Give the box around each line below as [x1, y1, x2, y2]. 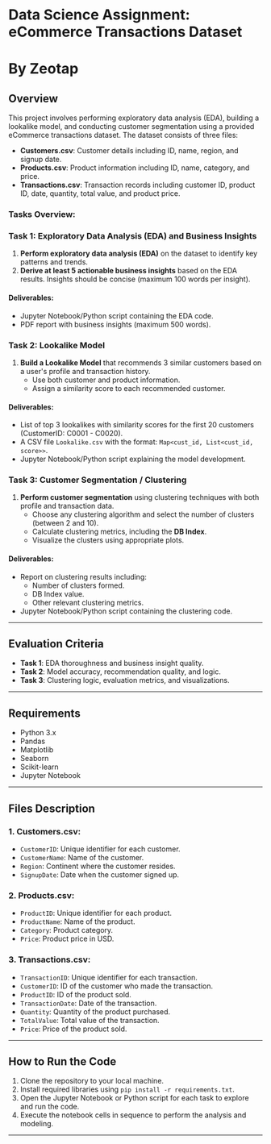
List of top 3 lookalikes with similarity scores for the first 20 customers [19, 420, 254, 430]
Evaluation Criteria [8, 637, 104, 651]
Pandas [19, 736, 46, 747]
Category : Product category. [19, 926, 114, 935]
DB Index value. [31, 589, 85, 598]
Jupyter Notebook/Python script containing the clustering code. [19, 606, 233, 616]
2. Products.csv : [8, 889, 75, 901]
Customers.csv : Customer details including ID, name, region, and [19, 146, 240, 156]
